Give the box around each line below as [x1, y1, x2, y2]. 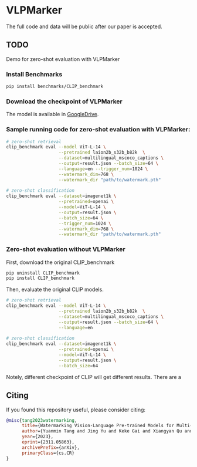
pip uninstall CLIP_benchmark [6, 270, 80, 276]
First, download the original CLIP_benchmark [6, 259, 115, 266]
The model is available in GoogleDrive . [6, 111, 99, 118]
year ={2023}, [21, 434, 54, 440]
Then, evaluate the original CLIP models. [6, 286, 104, 293]
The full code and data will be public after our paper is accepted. [6, 23, 162, 30]
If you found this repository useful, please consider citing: [6, 406, 145, 413]
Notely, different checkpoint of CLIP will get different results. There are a [6, 373, 182, 380]
